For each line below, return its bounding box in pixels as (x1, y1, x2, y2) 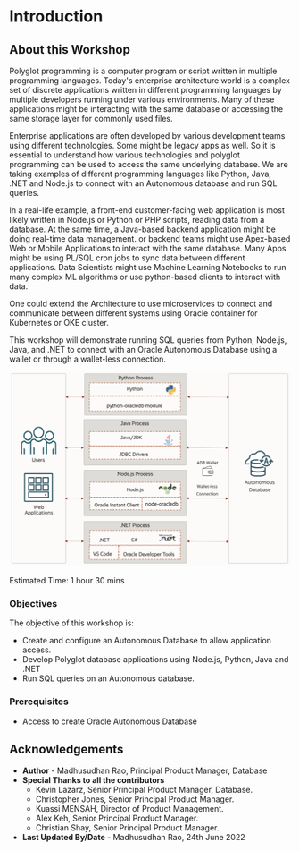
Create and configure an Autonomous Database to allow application (21, 635, 272, 646)
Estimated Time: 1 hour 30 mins (9, 574, 125, 585)
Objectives (9, 597, 58, 609)
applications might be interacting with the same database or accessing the (9, 104, 284, 114)
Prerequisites (9, 695, 69, 708)
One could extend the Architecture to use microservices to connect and (9, 298, 273, 309)
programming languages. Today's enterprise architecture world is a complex (9, 75, 290, 86)
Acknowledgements (9, 741, 124, 757)
